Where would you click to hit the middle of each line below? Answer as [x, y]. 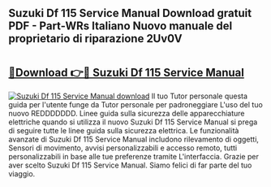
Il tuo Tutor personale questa [200, 96]
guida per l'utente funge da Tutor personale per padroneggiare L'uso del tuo [136, 104]
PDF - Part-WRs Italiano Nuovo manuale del [120, 26]
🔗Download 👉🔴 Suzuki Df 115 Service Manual [127, 72]
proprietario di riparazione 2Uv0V [95, 39]
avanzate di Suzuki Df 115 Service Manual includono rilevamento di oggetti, [134, 139]
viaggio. [22, 174]
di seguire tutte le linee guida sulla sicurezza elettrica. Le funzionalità [124, 130]
